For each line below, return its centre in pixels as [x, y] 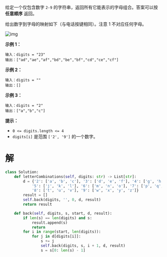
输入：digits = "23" [25, 55]
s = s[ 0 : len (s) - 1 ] [63, 250]
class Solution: [22, 172]
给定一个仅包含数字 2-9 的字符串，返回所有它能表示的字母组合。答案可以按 [82, 7]
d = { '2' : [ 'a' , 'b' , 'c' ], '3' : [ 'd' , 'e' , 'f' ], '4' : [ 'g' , [89, 181]
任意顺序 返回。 [21, 13]
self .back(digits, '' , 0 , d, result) [62, 200]
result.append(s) [50, 223]
